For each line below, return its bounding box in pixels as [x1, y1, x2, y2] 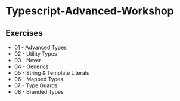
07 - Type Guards [14, 82, 58, 89]
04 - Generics [14, 63, 49, 70]
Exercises [5, 28, 43, 38]
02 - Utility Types [14, 50, 57, 57]
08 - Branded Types [14, 88, 64, 95]
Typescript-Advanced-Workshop [5, 4, 174, 18]
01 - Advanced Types [14, 44, 67, 51]
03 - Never [14, 57, 42, 63]
